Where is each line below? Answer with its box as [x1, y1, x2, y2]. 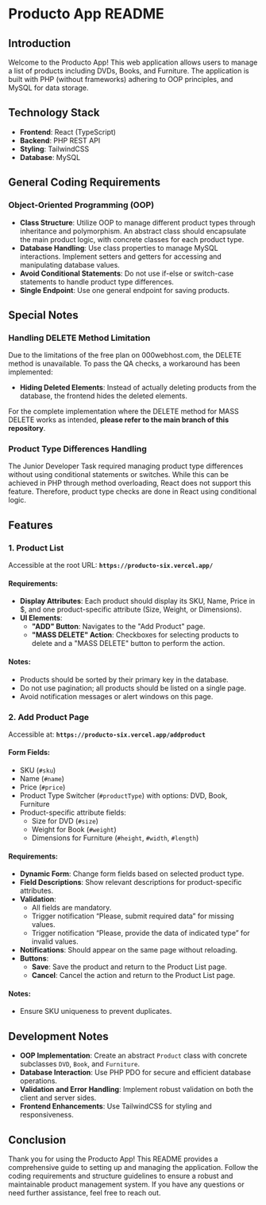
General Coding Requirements [8, 176, 161, 190]
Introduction [8, 37, 71, 50]
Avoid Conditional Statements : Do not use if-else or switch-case [19, 268, 234, 278]
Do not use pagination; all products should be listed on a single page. [19, 683, 246, 693]
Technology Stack [8, 106, 100, 119]
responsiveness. [19, 1110, 74, 1120]
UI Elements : [19, 613, 63, 623]
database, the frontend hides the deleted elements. [19, 391, 188, 401]
